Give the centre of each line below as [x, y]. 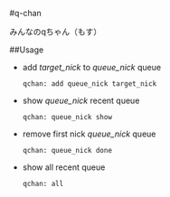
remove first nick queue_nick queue [89, 134]
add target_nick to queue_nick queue [91, 67]
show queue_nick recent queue [81, 100]
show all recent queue [64, 167]
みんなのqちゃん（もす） [56, 32]
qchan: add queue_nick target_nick [90, 84]
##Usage [27, 50]
